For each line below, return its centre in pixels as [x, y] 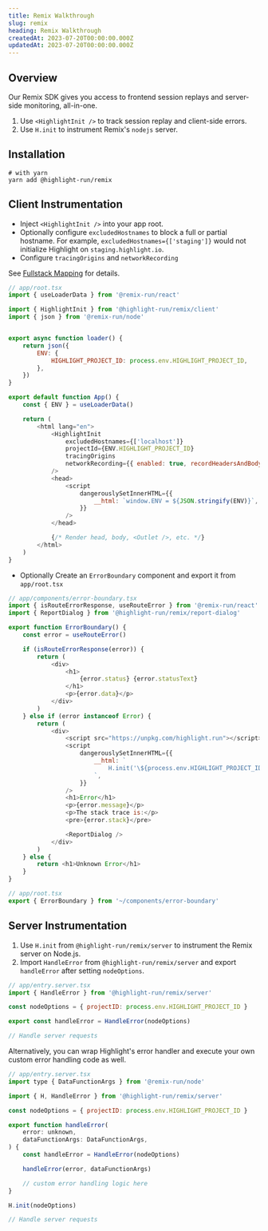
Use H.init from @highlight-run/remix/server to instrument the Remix [136, 945]
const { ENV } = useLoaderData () [78, 405]
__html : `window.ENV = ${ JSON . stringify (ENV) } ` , [176, 501]
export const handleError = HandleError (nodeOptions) [100, 1022]
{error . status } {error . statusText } [138, 679]
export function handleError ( [59, 1125]
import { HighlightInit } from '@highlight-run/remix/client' [114, 310]
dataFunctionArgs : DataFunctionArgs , [85, 1140]
